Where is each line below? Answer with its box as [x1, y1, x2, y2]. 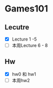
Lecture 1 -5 [11, 36, 37, 42]
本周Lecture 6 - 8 [11, 42, 48, 48]
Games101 [4, 3, 48, 14]
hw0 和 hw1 [11, 71, 36, 77]
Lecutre [4, 23, 29, 31]
